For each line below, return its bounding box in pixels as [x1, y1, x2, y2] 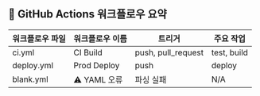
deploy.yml [12, 60, 54, 71]
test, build [211, 47, 249, 58]
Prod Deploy [73, 60, 120, 71]
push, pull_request [134, 47, 204, 58]
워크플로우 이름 [73, 33, 127, 44]
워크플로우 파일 [12, 33, 66, 44]
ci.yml [12, 47, 35, 58]
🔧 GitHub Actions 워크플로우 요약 [8, 7, 167, 21]
